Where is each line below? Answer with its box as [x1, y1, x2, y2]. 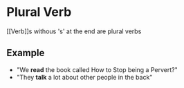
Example [6, 47, 45, 59]
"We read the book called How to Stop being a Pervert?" [16, 65, 178, 73]
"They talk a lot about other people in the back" [16, 73, 153, 81]
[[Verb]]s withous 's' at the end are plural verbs [6, 27, 142, 35]
